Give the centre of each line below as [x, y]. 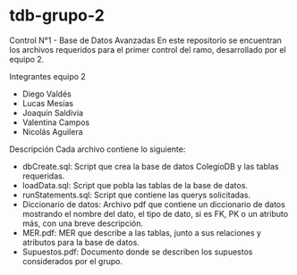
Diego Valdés [47, 94]
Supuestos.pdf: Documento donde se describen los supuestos [137, 252]
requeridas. [43, 176]
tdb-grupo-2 [57, 16]
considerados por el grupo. [72, 261]
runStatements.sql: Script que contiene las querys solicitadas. [136, 195]
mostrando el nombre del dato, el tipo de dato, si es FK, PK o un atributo [155, 213]
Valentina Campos [56, 122]
